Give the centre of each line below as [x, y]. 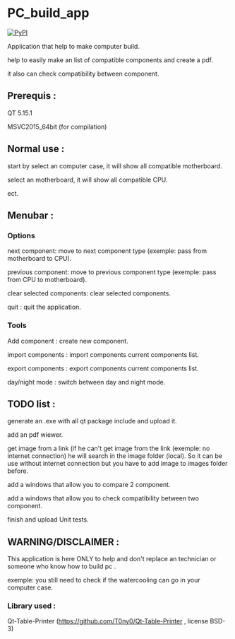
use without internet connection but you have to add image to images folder [117, 464]
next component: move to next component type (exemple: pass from [107, 251]
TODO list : [31, 404]
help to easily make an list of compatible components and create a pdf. [110, 60]
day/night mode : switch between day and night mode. [86, 382]
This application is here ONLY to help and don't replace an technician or [112, 559]
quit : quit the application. [44, 307]
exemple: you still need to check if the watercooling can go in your [104, 580]
